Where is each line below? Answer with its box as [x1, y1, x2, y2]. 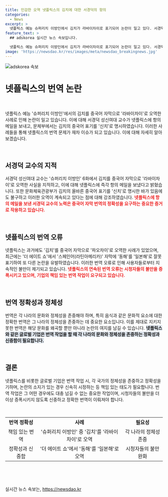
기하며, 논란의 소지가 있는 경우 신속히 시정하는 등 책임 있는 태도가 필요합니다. [5, 384, 154, 390]
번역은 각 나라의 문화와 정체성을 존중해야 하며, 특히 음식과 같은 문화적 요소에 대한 [5, 313, 162, 318]
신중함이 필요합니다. [5, 338, 44, 343]
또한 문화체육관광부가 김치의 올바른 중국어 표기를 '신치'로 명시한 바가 [15, 188, 149, 194]
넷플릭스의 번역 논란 [5, 83, 82, 94]
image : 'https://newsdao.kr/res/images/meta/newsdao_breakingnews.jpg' [5, 49, 157, 54]
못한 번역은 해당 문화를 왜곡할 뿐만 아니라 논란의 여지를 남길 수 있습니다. [5, 325, 145, 331]
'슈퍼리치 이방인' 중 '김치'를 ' [40, 428, 105, 435]
